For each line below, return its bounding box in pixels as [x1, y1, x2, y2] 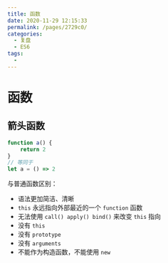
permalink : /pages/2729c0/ [7, 23, 88, 31]
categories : [7, 30, 43, 38]
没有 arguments [17, 239, 62, 247]
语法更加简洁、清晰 [17, 195, 75, 203]
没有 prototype [17, 230, 62, 239]
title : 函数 [7, 10, 41, 18]
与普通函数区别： [7, 179, 58, 188]
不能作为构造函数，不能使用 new [17, 248, 111, 257]
